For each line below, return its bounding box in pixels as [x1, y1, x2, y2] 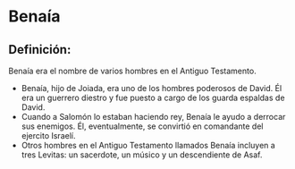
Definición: [8, 42, 72, 57]
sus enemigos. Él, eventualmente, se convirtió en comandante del [21, 121, 264, 131]
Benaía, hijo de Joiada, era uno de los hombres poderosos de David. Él [21, 83, 282, 93]
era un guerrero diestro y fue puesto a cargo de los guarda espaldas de [21, 92, 285, 103]
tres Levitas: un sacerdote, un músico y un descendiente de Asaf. [21, 149, 263, 160]
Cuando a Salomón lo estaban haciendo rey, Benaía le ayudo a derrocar [21, 112, 286, 122]
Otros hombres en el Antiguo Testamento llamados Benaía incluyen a [21, 140, 276, 150]
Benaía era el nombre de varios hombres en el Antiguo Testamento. [8, 65, 257, 76]
